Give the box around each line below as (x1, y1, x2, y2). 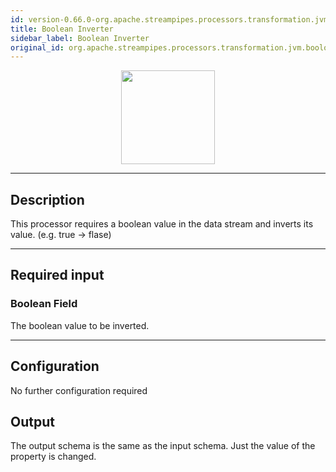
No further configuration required (10, 384, 148, 396)
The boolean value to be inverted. (10, 319, 150, 331)
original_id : (10, 42, 65, 53)
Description (10, 191, 85, 208)
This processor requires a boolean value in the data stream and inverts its (10, 218, 314, 230)
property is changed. (10, 451, 97, 463)
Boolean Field (10, 297, 78, 311)
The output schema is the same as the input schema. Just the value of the (10, 440, 316, 452)
